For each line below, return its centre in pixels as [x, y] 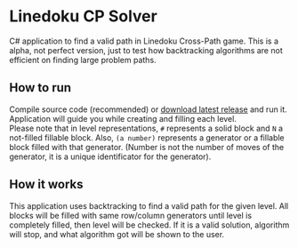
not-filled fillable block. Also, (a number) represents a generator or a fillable [147, 137]
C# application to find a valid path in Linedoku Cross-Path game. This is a [144, 41]
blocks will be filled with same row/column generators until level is [130, 215]
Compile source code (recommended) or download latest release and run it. [148, 109]
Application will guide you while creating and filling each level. [123, 118]
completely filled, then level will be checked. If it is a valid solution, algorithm [149, 225]
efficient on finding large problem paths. [83, 60]
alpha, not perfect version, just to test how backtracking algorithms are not [146, 50]
